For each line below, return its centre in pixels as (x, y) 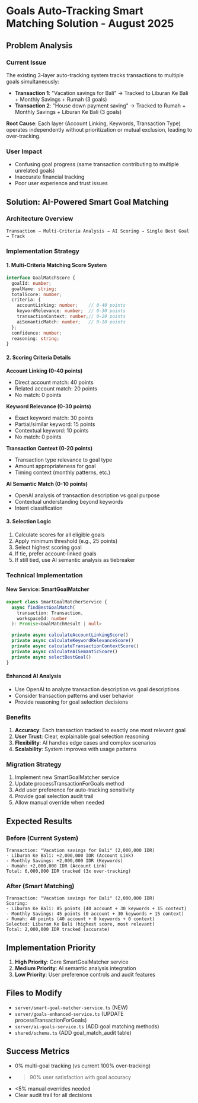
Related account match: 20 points (56, 388)
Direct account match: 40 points (54, 382)
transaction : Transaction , (50, 613)
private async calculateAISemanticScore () (65, 651)
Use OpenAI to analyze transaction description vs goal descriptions (97, 689)
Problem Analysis (39, 45)
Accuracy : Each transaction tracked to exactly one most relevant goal (100, 730)
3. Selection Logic (29, 522)
